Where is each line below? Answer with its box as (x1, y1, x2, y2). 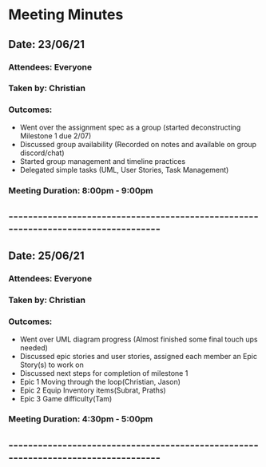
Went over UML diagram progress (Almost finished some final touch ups (19, 334, 258, 344)
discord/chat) (19, 148, 66, 158)
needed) (19, 342, 48, 353)
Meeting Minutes (8, 6, 124, 24)
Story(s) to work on (19, 360, 84, 369)
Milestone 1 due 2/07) (19, 130, 92, 141)
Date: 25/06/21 (8, 249, 85, 263)
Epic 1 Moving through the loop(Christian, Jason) (19, 377, 181, 386)
